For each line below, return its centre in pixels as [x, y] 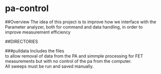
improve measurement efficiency [38, 32]
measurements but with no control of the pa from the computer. [68, 61]
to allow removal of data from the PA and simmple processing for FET [74, 56]
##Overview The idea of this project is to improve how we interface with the [80, 22]
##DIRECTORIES [22, 41]
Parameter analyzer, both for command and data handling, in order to [74, 27]
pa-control [27, 8]
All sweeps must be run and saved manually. [49, 66]
